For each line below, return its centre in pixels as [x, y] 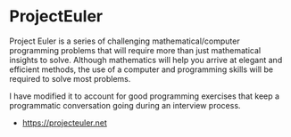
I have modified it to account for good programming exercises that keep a [144, 96]
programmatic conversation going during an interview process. [125, 105]
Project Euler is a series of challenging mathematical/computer [125, 41]
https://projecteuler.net [64, 123]
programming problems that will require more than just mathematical [135, 50]
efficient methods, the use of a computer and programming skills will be [141, 69]
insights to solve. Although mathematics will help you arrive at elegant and [146, 60]
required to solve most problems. [70, 78]
